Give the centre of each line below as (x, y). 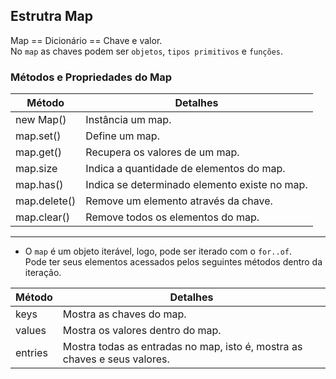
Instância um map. (128, 120)
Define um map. (122, 136)
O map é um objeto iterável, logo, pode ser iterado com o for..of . (158, 251)
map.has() (39, 185)
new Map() (41, 120)
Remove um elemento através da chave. (179, 201)
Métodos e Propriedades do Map (91, 77)
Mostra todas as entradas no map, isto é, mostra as (182, 347)
